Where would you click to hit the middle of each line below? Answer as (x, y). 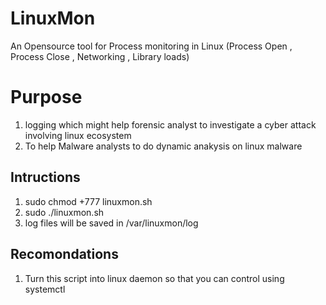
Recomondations (64, 254)
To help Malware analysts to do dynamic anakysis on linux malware (163, 146)
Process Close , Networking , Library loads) (100, 56)
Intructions (45, 177)
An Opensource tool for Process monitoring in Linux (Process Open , (151, 46)
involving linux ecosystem (78, 135)
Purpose (46, 97)
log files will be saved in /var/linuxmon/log (111, 223)
